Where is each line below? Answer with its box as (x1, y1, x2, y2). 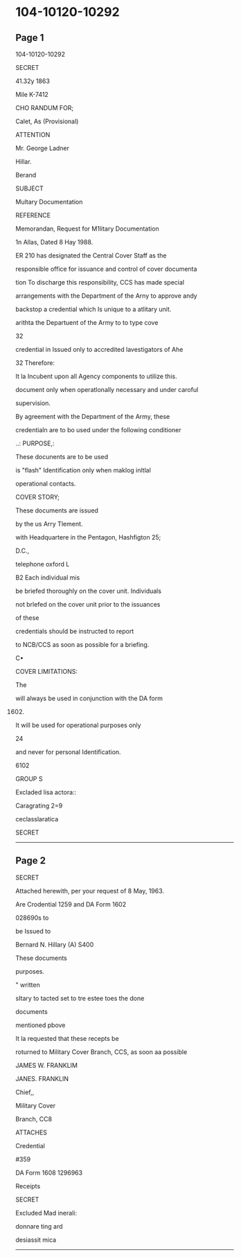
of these (15, 614, 39, 622)
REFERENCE (15, 211, 51, 219)
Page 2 (15, 855, 46, 866)
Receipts (15, 1182, 41, 1190)
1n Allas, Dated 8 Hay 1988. (15, 238, 93, 246)
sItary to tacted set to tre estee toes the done (15, 994, 145, 1002)
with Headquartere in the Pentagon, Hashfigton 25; (15, 533, 161, 541)
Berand (15, 171, 37, 179)
